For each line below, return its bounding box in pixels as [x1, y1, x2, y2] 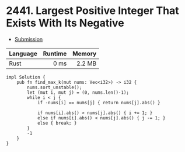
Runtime [43, 50, 67, 58]
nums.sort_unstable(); [27, 84, 82, 90]
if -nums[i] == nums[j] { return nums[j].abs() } [37, 100, 160, 105]
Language [9, 50, 38, 58]
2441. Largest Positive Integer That [6, 4, 179, 17]
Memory [72, 50, 97, 58]
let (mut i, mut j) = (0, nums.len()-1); [27, 89, 130, 96]
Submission [14, 36, 43, 43]
